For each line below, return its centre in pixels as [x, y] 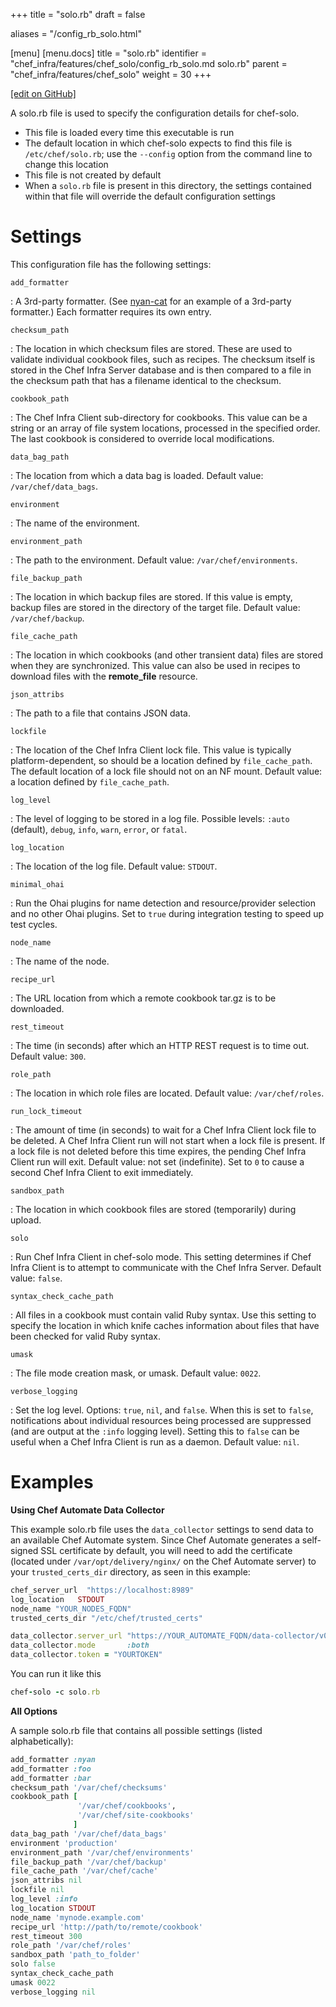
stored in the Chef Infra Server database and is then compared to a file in [161, 370]
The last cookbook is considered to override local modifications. [142, 438]
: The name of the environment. [75, 523]
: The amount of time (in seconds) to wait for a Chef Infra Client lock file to [163, 1130]
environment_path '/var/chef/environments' [102, 1852]
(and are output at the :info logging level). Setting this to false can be [155, 1431]
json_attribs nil [46, 1880]
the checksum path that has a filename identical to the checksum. [146, 380]
